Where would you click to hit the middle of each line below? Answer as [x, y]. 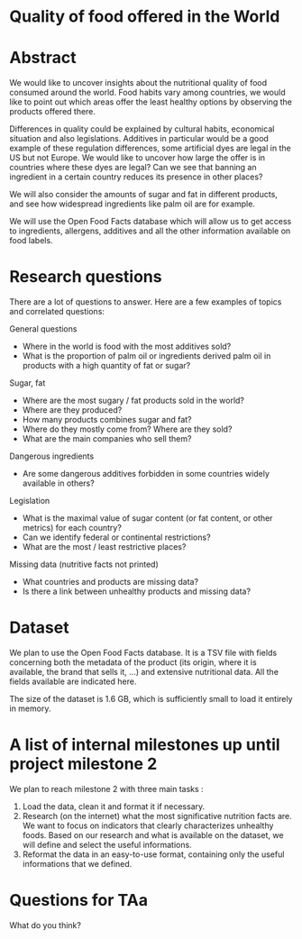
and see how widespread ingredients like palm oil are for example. [132, 204]
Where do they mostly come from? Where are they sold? [127, 429]
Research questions [86, 277]
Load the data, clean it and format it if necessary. [114, 806]
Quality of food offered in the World [145, 17]
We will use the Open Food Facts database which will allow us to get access [151, 222]
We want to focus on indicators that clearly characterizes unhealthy [148, 825]
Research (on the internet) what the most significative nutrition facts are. [157, 816]
